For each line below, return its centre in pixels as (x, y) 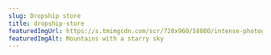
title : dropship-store (46, 23)
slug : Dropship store (45, 16)
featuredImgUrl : (35, 31)
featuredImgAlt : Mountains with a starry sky (86, 38)
